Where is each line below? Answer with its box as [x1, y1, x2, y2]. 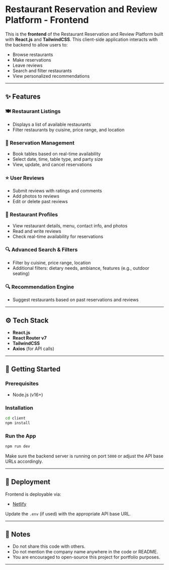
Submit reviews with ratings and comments [12, 188, 102, 194]
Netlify [12, 501, 27, 507]
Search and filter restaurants [12, 67, 72, 74]
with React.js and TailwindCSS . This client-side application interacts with [5, 36, 158, 42]
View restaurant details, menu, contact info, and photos [12, 222, 128, 228]
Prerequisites [5, 380, 39, 387]
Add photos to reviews [12, 193, 59, 199]
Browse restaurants [12, 52, 53, 58]
